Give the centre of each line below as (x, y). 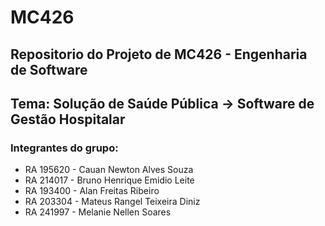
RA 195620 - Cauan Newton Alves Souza (109, 170)
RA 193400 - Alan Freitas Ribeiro (92, 191)
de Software (49, 69)
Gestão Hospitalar (68, 119)
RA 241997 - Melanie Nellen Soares (98, 212)
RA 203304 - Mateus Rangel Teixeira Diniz (112, 202)
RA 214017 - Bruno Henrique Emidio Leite (109, 180)
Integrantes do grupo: (64, 148)
